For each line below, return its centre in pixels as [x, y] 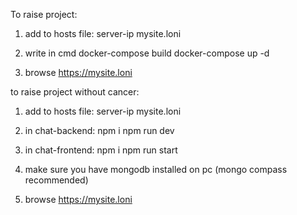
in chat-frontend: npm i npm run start [101, 150]
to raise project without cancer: [75, 92]
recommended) [56, 180]
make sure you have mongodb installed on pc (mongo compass [156, 169]
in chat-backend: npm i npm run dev [99, 130]
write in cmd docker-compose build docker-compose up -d [147, 53]
